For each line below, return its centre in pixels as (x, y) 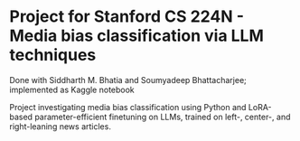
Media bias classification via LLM (137, 36)
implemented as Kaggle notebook (72, 89)
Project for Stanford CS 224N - (127, 17)
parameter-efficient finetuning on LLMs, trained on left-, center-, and (163, 117)
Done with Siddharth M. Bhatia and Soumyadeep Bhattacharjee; (128, 80)
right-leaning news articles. (60, 126)
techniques (53, 55)
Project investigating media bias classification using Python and (128, 107)
